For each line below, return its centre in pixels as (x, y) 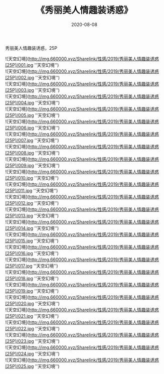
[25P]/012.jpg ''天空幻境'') (32, 203)
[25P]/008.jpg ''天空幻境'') (33, 153)
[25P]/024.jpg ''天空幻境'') (33, 353)
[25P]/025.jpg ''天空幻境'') (32, 366)
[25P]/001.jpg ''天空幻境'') (32, 65)
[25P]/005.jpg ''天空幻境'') (33, 115)
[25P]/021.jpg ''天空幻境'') (32, 316)
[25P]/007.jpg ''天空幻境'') (32, 140)
